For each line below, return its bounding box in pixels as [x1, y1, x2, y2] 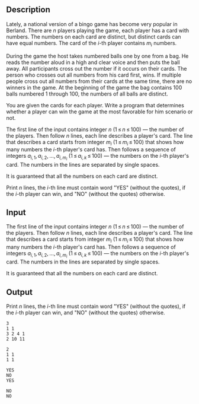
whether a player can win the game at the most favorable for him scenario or [6, 108, 193, 115]
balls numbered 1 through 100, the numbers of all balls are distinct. [6, 90, 168, 97]
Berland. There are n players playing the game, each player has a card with [6, 27, 190, 34]
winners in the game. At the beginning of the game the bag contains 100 [6, 84, 182, 91]
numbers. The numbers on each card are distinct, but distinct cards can [6, 33, 182, 40]
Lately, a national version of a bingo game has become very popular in [6, 20, 178, 27]
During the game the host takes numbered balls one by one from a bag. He [6, 52, 189, 59]
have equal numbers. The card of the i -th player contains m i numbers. [6, 39, 177, 48]
